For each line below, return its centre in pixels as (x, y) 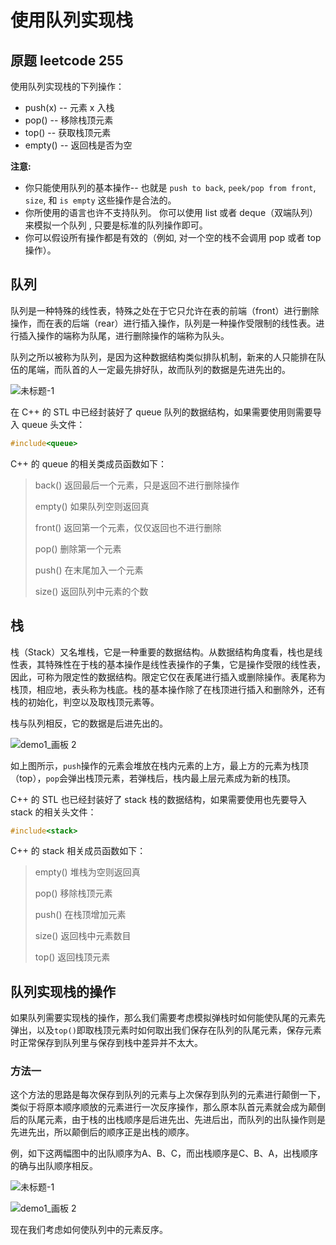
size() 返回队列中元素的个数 (91, 591)
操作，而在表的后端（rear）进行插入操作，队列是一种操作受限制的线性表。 (163, 323)
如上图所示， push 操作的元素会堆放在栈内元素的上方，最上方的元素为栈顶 (159, 765)
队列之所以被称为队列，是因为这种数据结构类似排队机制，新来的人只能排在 (163, 357)
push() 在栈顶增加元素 (80, 915)
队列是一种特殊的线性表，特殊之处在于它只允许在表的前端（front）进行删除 (165, 310)
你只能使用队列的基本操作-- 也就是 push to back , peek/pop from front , (170, 187)
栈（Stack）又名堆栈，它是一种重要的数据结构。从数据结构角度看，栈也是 (162, 652)
